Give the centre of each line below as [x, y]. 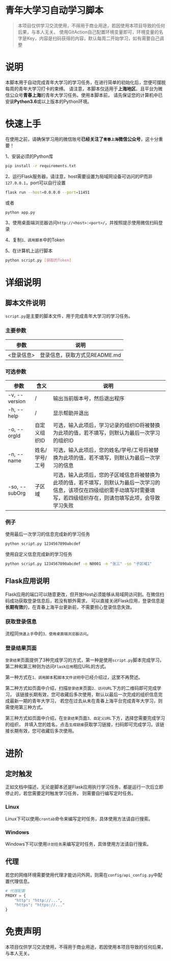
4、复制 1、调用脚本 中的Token [35, 240]
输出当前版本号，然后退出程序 [89, 398]
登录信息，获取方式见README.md [80, 355]
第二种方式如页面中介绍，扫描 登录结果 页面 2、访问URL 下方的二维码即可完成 [81, 688]
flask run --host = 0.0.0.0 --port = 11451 [48, 192]
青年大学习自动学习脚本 [54, 10]
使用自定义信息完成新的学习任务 [39, 554]
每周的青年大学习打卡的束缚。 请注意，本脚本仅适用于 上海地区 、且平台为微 [84, 88]
